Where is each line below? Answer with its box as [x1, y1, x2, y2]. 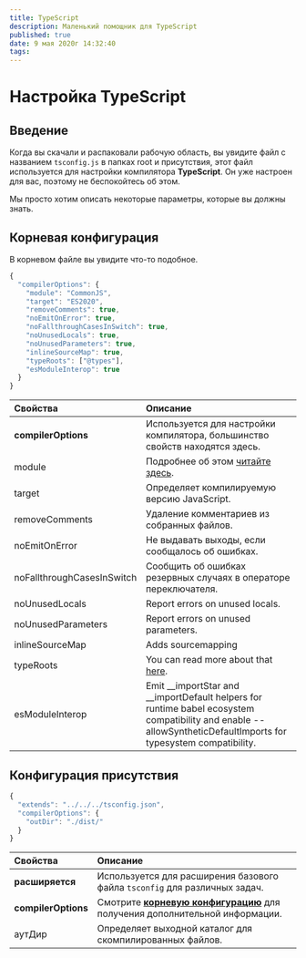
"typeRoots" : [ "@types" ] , [25, 356, 125, 366]
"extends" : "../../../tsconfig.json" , [17, 799, 166, 809]
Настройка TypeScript [9, 87, 187, 108]
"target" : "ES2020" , [25, 297, 104, 306]
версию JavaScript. [145, 493, 231, 506]
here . [145, 664, 168, 677]
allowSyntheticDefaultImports [145, 726, 273, 738]
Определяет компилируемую [145, 481, 277, 494]
